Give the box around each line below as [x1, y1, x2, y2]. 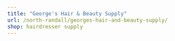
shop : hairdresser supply [7, 23, 83, 30]
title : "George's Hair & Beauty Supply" [7, 10, 128, 17]
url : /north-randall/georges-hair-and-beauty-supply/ [7, 17, 169, 24]
